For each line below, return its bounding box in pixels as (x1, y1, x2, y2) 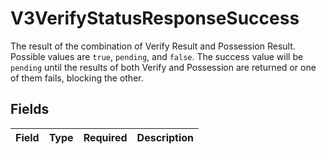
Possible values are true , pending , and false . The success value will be (10, 50, 304, 62)
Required (83, 130, 128, 144)
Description (136, 130, 195, 144)
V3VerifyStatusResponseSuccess (10, 7, 300, 30)
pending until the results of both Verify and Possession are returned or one (10, 61, 317, 73)
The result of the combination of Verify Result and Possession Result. (10, 40, 296, 52)
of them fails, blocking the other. (10, 72, 144, 84)
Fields (10, 101, 50, 118)
